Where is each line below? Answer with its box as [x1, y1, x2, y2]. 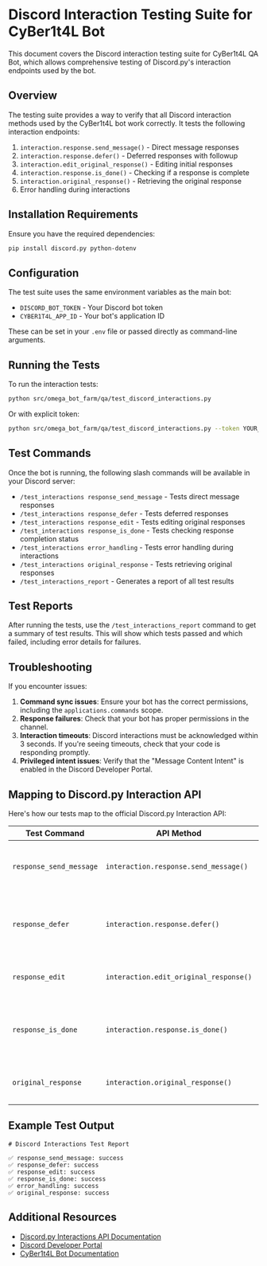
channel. [19, 722, 49, 732]
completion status [19, 533, 79, 543]
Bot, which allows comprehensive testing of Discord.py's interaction [8, 57, 231, 67]
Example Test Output [8, 1119, 114, 1132]
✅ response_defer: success [8, 1161, 99, 1169]
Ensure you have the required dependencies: [8, 229, 156, 238]
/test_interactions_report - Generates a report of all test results [19, 576, 234, 586]
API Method [156, 828, 202, 839]
